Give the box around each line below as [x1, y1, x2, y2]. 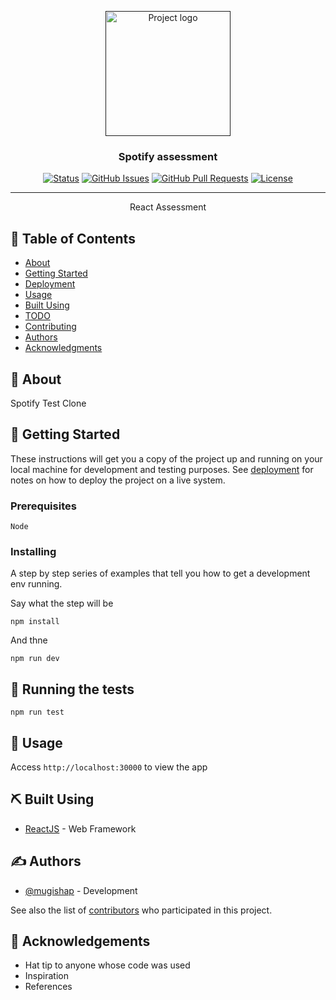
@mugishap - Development [24, 884, 138, 896]
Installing [10, 544, 57, 558]
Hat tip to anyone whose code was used [24, 959, 191, 971]
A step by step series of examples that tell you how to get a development [10, 567, 311, 580]
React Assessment [129, 201, 207, 213]
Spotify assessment [118, 149, 218, 163]
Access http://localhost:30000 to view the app [10, 761, 208, 773]
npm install [10, 617, 60, 627]
